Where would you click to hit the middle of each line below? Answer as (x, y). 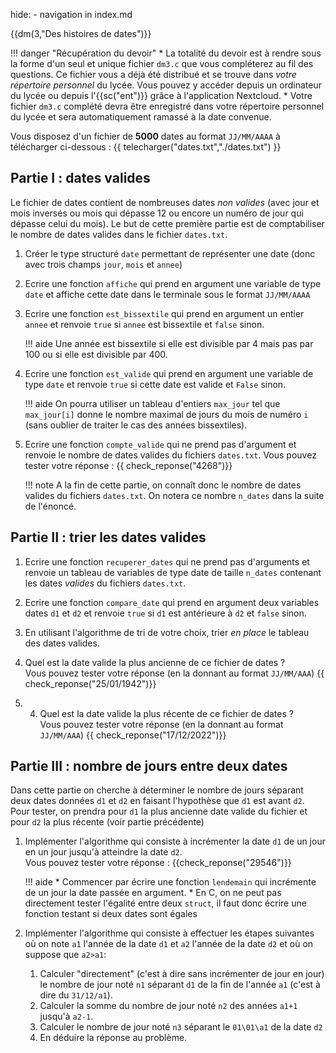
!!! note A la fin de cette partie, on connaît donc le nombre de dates (163, 485)
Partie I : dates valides (80, 178)
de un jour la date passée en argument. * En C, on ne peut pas (153, 893)
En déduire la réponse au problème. (113, 1038)
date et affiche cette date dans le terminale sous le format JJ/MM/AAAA (167, 294)
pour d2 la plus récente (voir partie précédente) (107, 822)
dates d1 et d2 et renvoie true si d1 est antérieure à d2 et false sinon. (165, 613)
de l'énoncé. (50, 506)
